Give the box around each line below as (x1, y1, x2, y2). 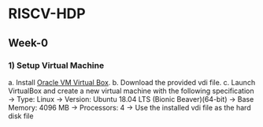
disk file (8, 111, 34, 121)
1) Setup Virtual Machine (8, 60, 105, 71)
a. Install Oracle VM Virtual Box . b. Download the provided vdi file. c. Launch (8, 77, 256, 87)
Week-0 (8, 36, 49, 50)
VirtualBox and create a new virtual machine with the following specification (8, 86, 254, 95)
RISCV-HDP (8, 5, 86, 23)
